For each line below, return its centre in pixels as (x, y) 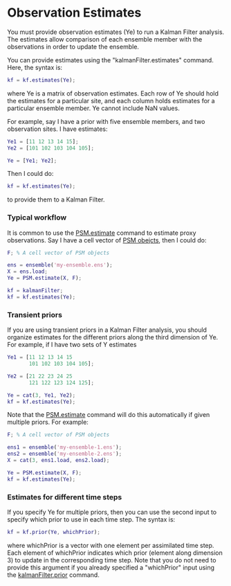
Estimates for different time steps (65, 497)
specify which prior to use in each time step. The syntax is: (91, 519)
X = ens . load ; (28, 272)
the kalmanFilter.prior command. (54, 575)
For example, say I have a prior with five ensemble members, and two (106, 121)
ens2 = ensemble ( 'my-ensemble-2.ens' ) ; (65, 454)
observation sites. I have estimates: (57, 129)
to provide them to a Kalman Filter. (56, 199)
